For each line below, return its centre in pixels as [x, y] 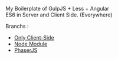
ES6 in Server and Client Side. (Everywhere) [59, 15]
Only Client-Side [34, 37]
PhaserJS [26, 50]
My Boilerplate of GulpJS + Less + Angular [58, 9]
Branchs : [17, 26]
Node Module [31, 44]
